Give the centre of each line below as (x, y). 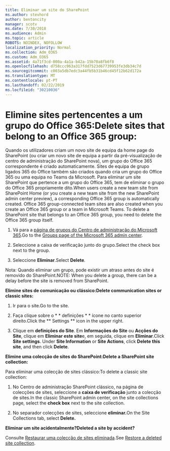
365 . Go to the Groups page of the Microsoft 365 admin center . (78, 235)
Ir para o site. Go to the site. (41, 306)
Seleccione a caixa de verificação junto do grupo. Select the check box (86, 245)
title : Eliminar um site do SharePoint (47, 10)
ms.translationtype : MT (30, 76)
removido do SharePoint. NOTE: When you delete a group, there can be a (81, 276)
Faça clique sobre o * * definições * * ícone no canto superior (77, 315)
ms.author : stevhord (27, 15)
